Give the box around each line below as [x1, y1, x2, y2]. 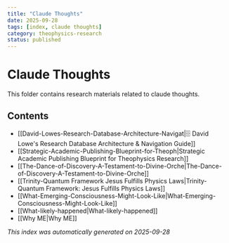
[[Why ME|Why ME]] [17, 214, 77, 222]
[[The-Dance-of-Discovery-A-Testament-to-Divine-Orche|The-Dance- [17, 162, 223, 170]
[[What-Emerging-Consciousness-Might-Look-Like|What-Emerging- [17, 191, 216, 200]
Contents [7, 110, 49, 122]
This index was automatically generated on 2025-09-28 [7, 228, 171, 236]
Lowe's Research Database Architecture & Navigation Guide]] [17, 139, 196, 147]
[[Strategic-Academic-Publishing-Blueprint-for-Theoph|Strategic [17, 147, 205, 155]
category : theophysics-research [7, 29, 102, 37]
